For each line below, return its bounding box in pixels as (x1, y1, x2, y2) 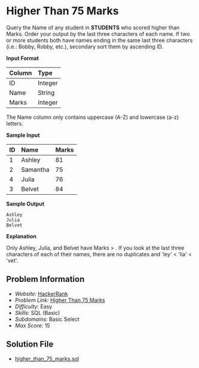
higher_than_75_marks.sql (14, 355, 79, 362)
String (38, 88, 55, 97)
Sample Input (6, 131, 40, 139)
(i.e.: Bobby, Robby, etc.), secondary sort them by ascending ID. (6, 43, 164, 50)
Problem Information (6, 274, 85, 284)
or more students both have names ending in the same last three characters (6, 36, 193, 44)
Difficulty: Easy (14, 303, 53, 310)
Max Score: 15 (14, 321, 51, 329)
